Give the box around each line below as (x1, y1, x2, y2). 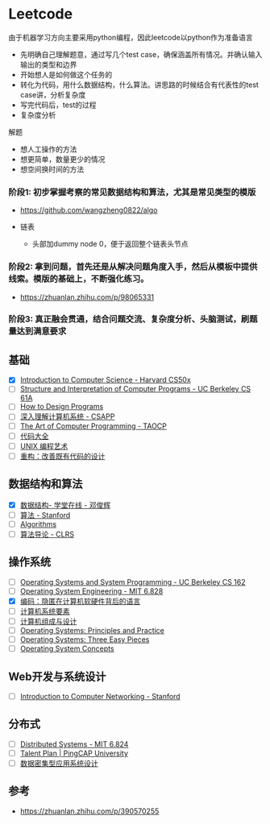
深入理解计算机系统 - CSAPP (19, 412, 115, 421)
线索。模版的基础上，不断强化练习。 (8, 273, 149, 284)
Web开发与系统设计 (8, 669, 106, 683)
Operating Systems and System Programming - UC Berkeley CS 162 (19, 577, 246, 586)
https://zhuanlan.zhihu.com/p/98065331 (19, 292, 155, 302)
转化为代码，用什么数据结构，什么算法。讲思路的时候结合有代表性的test (19, 80, 260, 89)
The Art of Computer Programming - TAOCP (19, 420, 168, 431)
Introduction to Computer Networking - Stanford (19, 691, 181, 701)
